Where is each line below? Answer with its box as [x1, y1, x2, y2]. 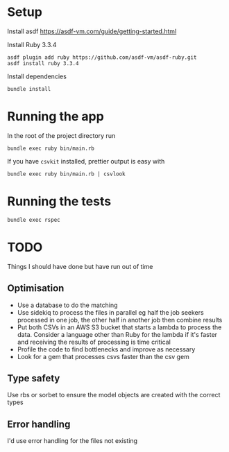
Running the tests [7, 193, 112, 209]
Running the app [7, 109, 104, 125]
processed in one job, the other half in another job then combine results [17, 315, 223, 324]
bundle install [7, 85, 51, 92]
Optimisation [7, 282, 65, 295]
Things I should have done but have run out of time [7, 262, 153, 270]
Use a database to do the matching [17, 301, 118, 309]
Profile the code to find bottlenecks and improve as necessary [17, 345, 196, 354]
